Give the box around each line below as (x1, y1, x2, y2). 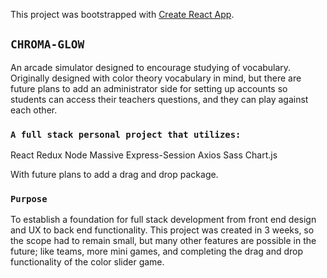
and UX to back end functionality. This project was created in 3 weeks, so (10, 224, 315, 236)
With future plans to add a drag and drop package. (10, 169, 219, 181)
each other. (10, 104, 58, 116)
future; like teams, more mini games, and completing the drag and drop (10, 245, 304, 258)
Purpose (10, 194, 48, 205)
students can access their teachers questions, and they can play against (10, 93, 309, 105)
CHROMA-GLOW (10, 37, 85, 52)
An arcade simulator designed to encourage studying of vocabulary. (10, 61, 292, 73)
